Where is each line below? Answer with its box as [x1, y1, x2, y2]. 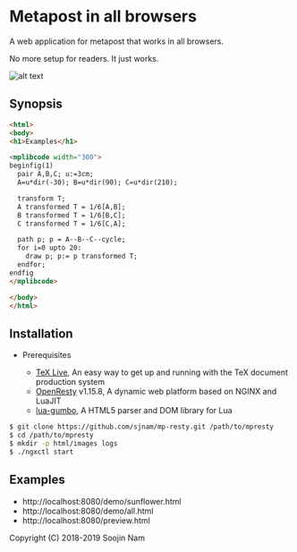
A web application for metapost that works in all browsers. [9, 36, 224, 47]
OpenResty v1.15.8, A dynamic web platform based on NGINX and [35, 386, 277, 397]
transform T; [17, 194, 66, 203]
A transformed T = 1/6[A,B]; [17, 202, 126, 211]
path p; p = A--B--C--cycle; [17, 235, 126, 244]
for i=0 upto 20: [17, 243, 82, 252]
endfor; [17, 260, 47, 269]
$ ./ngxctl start [9, 447, 74, 456]
